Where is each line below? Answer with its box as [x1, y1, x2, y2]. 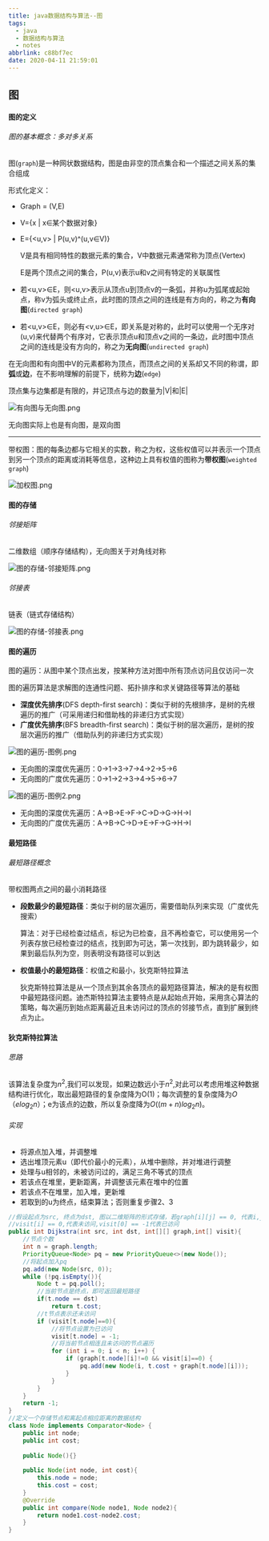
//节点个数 [22, 1235, 54, 1243]
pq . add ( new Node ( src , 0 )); [22, 1265, 113, 1273]
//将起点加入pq [22, 1257, 67, 1266]
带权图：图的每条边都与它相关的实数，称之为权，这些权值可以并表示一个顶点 [8, 444, 261, 454]
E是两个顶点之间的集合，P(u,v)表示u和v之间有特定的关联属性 [19, 268, 221, 278]
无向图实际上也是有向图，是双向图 [8, 420, 121, 430]
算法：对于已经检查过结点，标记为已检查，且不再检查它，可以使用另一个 [19, 928, 259, 939]
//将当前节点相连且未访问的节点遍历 [50, 1340, 155, 1348]
